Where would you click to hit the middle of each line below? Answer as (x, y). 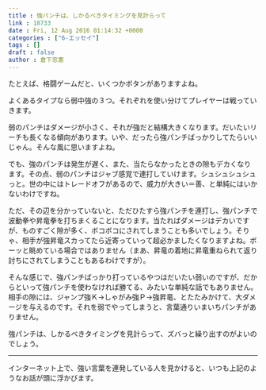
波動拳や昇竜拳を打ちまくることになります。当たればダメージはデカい (122, 220)
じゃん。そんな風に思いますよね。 (64, 147)
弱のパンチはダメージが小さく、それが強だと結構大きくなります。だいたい (129, 127)
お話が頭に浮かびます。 (60, 377)
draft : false (32, 52)
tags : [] (25, 45)
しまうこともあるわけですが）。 (100, 260)
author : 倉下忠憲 (36, 60)
